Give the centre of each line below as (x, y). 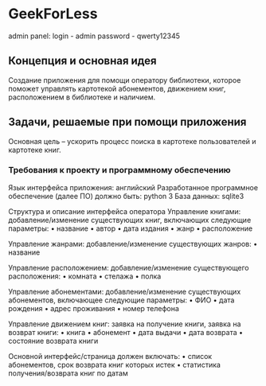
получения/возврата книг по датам (68, 373)
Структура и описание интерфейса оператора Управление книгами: (125, 211)
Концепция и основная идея (82, 61)
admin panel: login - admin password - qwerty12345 (94, 36)
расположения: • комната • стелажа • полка (85, 276)
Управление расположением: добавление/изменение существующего (129, 267)
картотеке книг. (35, 150)
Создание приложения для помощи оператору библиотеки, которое (125, 80)
